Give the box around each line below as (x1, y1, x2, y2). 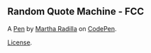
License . (7, 38, 33, 47)
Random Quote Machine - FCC (7, 6, 145, 18)
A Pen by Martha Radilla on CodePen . (7, 24, 117, 33)
